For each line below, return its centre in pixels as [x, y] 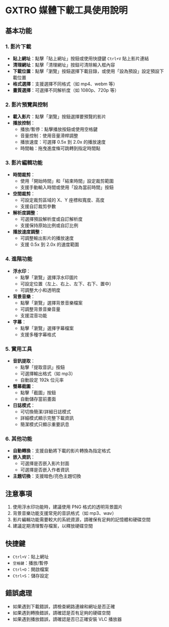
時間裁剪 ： [24, 175]
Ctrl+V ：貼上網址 [31, 556]
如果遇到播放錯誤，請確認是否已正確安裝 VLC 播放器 [67, 619]
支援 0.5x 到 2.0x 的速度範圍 [50, 245]
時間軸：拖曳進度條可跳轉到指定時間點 [60, 148]
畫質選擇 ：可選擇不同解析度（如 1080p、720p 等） [66, 90]
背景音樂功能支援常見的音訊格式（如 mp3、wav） [64, 513]
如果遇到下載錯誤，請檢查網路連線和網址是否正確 [64, 606]
